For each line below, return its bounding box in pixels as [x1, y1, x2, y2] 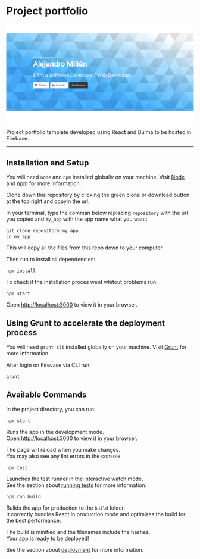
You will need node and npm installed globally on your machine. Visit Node [6, 174, 185, 181]
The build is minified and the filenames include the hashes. [6, 528, 151, 535]
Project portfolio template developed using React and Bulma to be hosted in [6, 129, 192, 136]
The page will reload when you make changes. [6, 446, 121, 453]
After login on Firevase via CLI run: [6, 361, 91, 368]
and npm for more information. [6, 180, 82, 187]
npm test [6, 464, 28, 471]
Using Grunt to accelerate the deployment [6, 318, 165, 329]
